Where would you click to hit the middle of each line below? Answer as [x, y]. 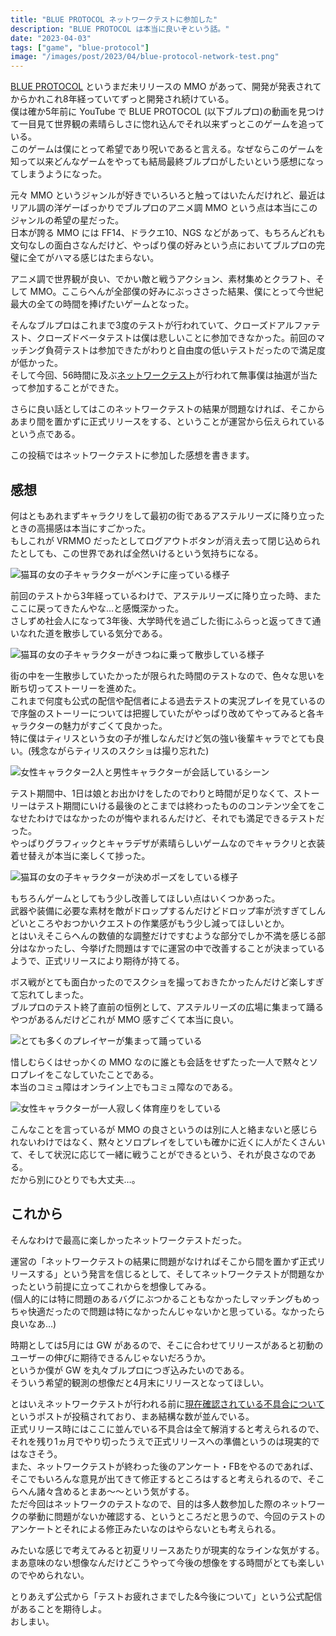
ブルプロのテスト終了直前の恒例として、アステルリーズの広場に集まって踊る [167, 1007]
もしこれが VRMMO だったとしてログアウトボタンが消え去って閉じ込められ [165, 540]
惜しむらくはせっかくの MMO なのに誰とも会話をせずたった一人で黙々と [160, 1062]
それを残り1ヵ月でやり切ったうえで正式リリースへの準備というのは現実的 [161, 1441]
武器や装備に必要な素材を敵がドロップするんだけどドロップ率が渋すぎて [159, 910]
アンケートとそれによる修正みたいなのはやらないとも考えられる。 [146, 1528]
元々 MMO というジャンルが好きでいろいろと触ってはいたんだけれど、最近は [168, 195]
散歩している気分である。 [115, 633]
